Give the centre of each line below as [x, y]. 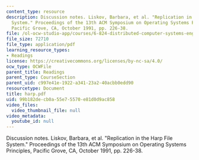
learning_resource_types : [38, 50]
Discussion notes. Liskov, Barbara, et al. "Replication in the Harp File [89, 138]
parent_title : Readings [36, 72]
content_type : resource [36, 12]
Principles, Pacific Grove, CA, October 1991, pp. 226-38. [75, 151]
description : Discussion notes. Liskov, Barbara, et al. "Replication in [99, 17]
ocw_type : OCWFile [29, 66]
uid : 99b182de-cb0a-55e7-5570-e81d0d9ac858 [61, 99]
